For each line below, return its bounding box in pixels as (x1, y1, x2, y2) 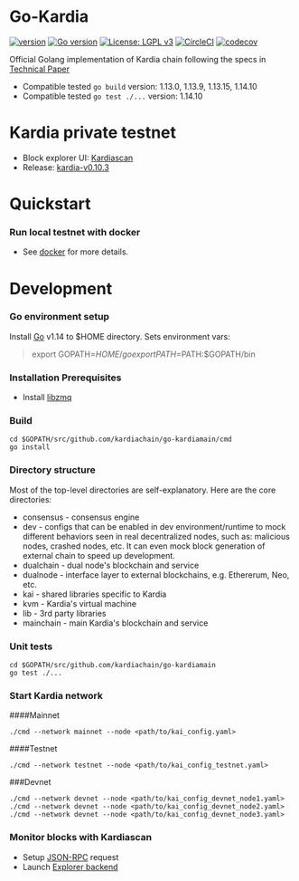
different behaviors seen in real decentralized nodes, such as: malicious (22, 531, 291, 541)
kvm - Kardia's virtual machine (22, 598, 137, 608)
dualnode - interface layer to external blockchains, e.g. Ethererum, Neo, (22, 569, 290, 580)
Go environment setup (9, 311, 110, 323)
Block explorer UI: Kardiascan (22, 152, 134, 163)
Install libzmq (22, 392, 72, 403)
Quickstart (9, 194, 92, 215)
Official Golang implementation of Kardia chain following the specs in (9, 53, 266, 64)
